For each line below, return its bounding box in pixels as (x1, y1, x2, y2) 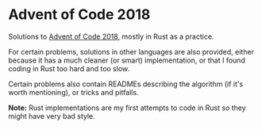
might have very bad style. (8, 111, 95, 120)
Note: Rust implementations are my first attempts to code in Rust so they (8, 103, 246, 112)
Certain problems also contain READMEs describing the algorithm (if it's (8, 79, 244, 89)
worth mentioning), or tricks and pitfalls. (8, 87, 139, 97)
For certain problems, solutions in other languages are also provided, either (8, 47, 254, 56)
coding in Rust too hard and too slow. (8, 63, 129, 73)
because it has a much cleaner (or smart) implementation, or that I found (8, 55, 246, 65)
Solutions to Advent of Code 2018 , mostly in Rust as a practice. (8, 32, 214, 41)
